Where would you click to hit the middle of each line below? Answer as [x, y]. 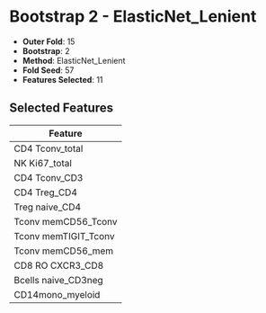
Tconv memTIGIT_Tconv [64, 236]
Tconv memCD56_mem [64, 251]
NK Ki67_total [43, 163]
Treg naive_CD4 [48, 207]
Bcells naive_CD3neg [58, 280]
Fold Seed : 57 [48, 70]
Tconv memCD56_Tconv [66, 221]
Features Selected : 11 [62, 79]
